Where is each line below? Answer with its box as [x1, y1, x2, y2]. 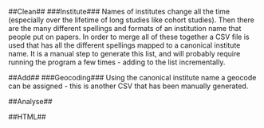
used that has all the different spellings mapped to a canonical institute [8, 41, 241, 50]
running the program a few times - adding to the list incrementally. [8, 57, 226, 67]
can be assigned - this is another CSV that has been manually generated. [8, 81, 249, 91]
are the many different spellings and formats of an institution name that [8, 24, 242, 33]
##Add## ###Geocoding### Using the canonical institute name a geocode [8, 73, 257, 82]
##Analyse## [8, 97, 53, 106]
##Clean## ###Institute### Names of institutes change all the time [8, 7, 230, 16]
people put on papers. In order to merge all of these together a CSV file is [8, 32, 250, 41]
